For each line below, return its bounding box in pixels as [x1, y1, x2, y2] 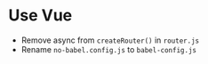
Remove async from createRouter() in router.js [20, 35, 200, 45]
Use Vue [8, 5, 73, 26]
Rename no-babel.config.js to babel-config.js [20, 44, 197, 54]
